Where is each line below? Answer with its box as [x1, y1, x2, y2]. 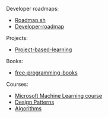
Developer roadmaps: [6, 5, 59, 12]
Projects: [6, 35, 28, 41]
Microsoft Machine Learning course [14, 92, 103, 99]
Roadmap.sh [14, 17, 46, 23]
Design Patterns [14, 98, 55, 105]
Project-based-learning [14, 46, 72, 53]
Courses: [6, 80, 28, 88]
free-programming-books [14, 69, 78, 76]
